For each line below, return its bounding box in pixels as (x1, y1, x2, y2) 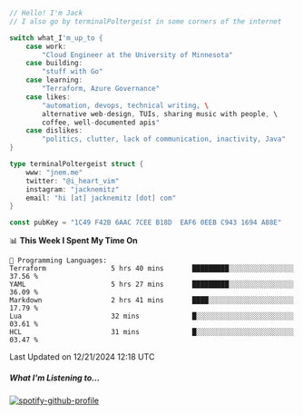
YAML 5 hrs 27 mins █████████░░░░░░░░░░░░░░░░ (9, 280, 295, 290)
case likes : (25, 92, 71, 102)
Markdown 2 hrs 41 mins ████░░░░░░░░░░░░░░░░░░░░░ (9, 296, 295, 305)
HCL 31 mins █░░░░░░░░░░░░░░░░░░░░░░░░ (9, 328, 295, 337)
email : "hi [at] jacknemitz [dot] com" (25, 193, 177, 203)
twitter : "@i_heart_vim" (25, 176, 120, 185)
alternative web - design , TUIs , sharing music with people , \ (42, 109, 279, 118)
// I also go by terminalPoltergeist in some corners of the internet (9, 16, 282, 26)
